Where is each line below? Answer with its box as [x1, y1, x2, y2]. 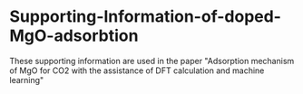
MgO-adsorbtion [9, 25, 139, 46]
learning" [9, 74, 44, 85]
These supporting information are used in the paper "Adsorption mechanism [9, 55, 295, 66]
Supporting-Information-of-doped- [9, 6, 281, 27]
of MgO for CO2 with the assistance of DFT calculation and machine [9, 65, 265, 76]
